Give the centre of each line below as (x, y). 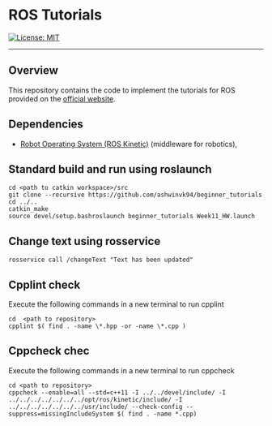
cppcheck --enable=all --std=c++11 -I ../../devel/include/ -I (117, 392)
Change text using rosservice (85, 241)
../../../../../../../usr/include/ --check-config (96, 407)
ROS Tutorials (55, 15)
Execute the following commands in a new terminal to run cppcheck (121, 370)
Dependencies (46, 125)
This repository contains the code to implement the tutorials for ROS (122, 90)
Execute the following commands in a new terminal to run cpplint (116, 304)
